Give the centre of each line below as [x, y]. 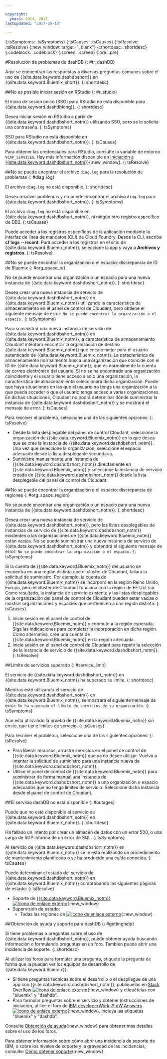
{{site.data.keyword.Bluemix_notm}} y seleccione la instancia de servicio [87, 470]
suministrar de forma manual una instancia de [59, 777]
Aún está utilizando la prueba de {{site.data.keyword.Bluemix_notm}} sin [80, 721]
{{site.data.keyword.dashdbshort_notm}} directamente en [72, 464]
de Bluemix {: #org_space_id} [35, 268]
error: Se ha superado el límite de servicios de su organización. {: [77, 706]
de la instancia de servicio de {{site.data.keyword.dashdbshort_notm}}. [85, 650]
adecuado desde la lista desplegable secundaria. [63, 454]
